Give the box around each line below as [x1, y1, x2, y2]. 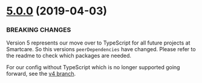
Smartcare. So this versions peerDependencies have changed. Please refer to [6, 46, 196, 53]
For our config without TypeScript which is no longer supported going [6, 64, 180, 71]
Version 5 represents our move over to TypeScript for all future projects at [6, 39, 191, 46]
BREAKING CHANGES [6, 26, 71, 34]
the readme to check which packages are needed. [6, 52, 132, 60]
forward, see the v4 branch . [6, 70, 76, 78]
